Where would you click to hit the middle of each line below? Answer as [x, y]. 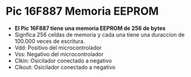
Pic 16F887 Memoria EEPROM [82, 11]
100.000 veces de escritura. [50, 41]
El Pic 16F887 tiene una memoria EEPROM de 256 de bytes [90, 28]
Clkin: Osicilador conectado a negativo [63, 61]
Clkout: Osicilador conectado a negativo [65, 67]
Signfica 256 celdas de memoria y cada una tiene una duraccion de [99, 34]
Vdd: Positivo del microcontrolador [58, 48]
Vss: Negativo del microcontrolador [59, 54]
